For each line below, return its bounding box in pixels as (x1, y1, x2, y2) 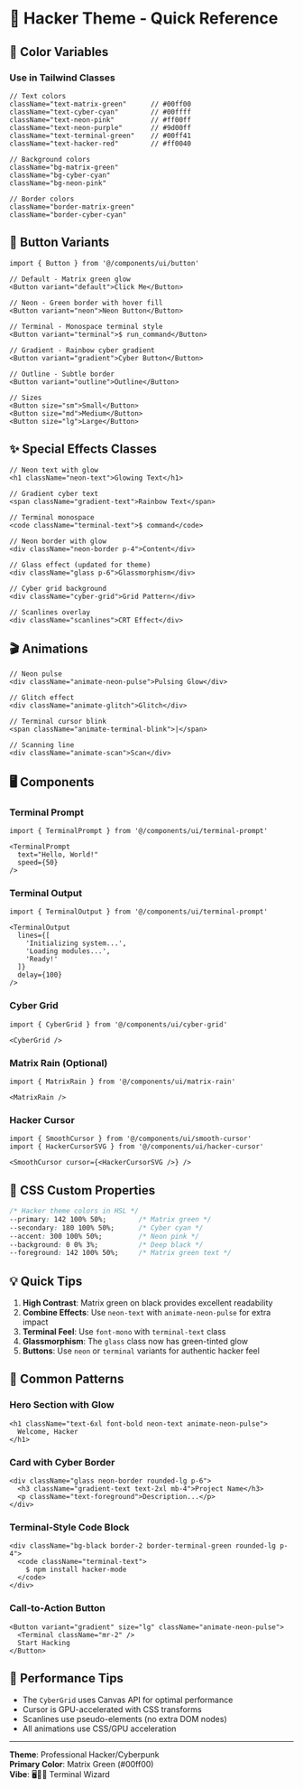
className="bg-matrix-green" (9, 163, 119, 172)
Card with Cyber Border (9, 1456, 115, 1468)
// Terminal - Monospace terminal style (9, 322, 164, 331)
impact (22, 1316, 49, 1327)
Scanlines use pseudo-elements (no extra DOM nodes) (22, 1714, 227, 1725)
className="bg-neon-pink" (9, 178, 106, 188)
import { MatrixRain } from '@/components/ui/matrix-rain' (9, 1077, 236, 1086)
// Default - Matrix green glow (9, 275, 131, 284)
